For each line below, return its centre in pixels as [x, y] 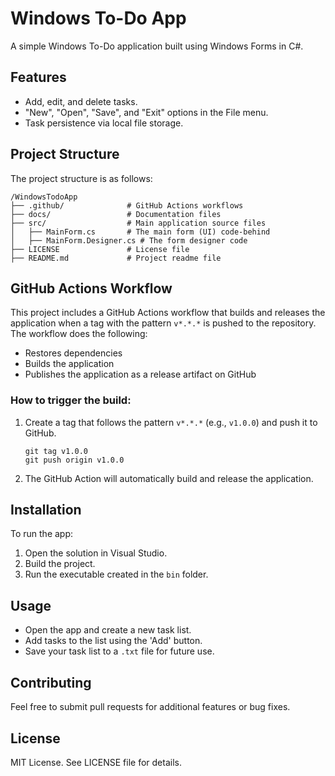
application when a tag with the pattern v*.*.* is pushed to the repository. [163, 323]
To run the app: [42, 534]
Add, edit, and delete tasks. [81, 101]
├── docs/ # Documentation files [116, 214]
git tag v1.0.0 [56, 451]
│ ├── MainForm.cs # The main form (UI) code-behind [140, 232]
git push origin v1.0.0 [74, 460]
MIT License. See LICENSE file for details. [96, 762]
